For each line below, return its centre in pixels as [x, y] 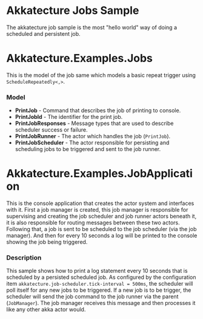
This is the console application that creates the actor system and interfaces [100, 203]
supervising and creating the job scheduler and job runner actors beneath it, [101, 217]
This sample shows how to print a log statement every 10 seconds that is [97, 271]
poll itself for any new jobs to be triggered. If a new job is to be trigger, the [99, 290]
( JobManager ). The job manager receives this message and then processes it [101, 303]
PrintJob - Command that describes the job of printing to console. [98, 110]
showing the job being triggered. [47, 242]
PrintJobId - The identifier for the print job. [69, 117]
